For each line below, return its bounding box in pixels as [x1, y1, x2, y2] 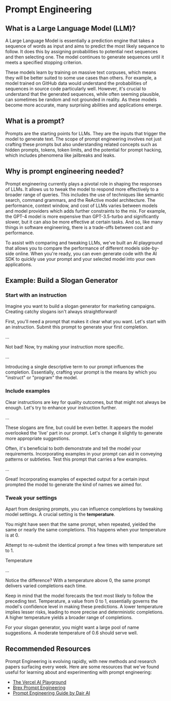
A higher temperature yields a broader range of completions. [5, 614, 133, 621]
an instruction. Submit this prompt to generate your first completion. [5, 324, 149, 330]
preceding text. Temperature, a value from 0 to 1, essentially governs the [5, 598, 158, 604]
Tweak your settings [5, 494, 57, 501]
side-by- [141, 245, 159, 251]
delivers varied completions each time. [5, 583, 87, 589]
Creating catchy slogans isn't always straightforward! [5, 308, 117, 315]
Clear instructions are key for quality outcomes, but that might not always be [5, 399, 166, 405]
